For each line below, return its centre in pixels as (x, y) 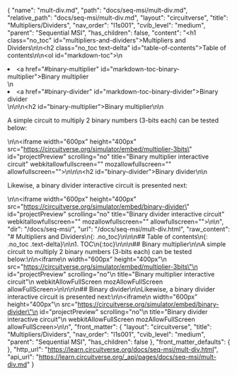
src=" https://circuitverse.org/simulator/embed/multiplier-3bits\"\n (103, 267)
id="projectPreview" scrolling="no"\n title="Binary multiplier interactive (111, 274)
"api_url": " (23, 357)
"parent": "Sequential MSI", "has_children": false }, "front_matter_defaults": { (119, 342)
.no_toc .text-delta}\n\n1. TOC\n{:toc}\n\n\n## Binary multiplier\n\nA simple (117, 244)
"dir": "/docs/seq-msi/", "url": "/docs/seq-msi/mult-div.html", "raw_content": (118, 229)
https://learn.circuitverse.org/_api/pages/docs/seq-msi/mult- (128, 357)
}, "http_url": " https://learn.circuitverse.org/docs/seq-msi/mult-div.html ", (113, 349)
